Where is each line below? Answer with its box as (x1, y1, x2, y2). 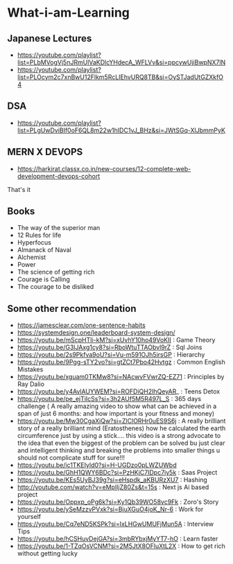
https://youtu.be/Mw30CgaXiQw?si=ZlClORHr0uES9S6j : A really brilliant (17, 417, 226, 425)
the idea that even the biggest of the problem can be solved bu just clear (17, 439, 225, 448)
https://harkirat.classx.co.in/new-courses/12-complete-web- (17, 164, 191, 173)
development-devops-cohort (17, 172, 101, 180)
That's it (7, 185, 31, 193)
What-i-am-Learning (7, 5, 130, 21)
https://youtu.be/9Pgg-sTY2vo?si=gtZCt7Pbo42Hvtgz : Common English (17, 358, 225, 367)
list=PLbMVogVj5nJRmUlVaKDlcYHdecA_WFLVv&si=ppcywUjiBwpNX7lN (17, 58, 226, 67)
